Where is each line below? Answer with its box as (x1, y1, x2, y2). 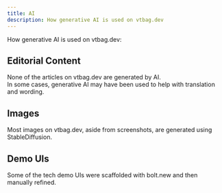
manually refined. (7, 178, 57, 186)
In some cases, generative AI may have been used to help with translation (7, 80, 216, 89)
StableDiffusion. (7, 133, 53, 141)
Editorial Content (7, 55, 81, 66)
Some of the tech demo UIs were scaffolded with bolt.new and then (7, 170, 198, 179)
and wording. (7, 88, 45, 96)
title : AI (7, 10, 36, 17)
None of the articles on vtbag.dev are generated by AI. (7, 73, 161, 81)
